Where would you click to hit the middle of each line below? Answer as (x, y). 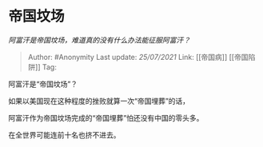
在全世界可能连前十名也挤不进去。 (64, 135)
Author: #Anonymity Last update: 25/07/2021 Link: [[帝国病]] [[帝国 (138, 57)
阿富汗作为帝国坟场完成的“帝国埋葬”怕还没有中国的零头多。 (106, 117)
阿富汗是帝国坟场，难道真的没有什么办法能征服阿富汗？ (99, 40)
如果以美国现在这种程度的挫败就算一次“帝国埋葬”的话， (99, 101)
